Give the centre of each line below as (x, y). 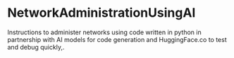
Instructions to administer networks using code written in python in (105, 32)
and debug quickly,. (36, 47)
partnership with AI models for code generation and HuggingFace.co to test (117, 39)
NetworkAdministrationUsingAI (101, 13)
